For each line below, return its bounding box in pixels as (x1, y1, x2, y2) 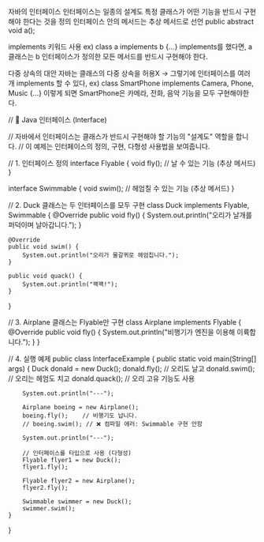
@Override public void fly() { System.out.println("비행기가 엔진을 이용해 (8, 327, 236, 337)
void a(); (8, 26, 35, 35)
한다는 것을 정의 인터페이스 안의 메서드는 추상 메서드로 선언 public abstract (22, 17, 255, 26)
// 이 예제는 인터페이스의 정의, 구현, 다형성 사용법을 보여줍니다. (18, 141, 210, 151)
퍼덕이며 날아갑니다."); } (8, 220, 82, 229)
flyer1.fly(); (22, 463, 69, 471)
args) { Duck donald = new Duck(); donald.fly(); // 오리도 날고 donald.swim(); (8, 364, 255, 373)
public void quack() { (8, 272, 83, 280)
